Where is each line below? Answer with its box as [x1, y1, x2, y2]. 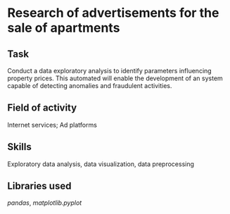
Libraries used [7, 180, 72, 192]
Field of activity [7, 102, 77, 114]
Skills [7, 141, 32, 153]
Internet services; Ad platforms [7, 120, 97, 129]
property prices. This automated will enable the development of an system [7, 74, 223, 82]
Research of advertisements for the [7, 5, 219, 21]
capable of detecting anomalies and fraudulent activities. [7, 82, 172, 89]
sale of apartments [7, 20, 120, 36]
